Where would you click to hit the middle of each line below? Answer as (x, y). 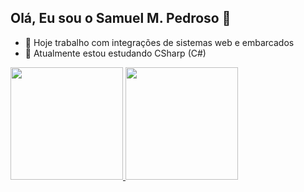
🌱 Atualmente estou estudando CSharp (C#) (115, 53)
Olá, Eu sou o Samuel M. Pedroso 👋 (121, 18)
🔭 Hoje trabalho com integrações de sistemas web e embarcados (159, 42)
